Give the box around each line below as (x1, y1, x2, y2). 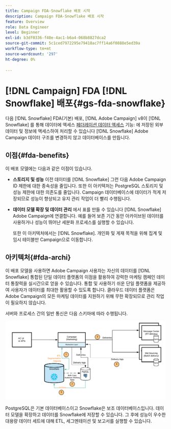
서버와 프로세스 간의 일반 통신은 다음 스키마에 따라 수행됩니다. (5, 310, 128, 316)
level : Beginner (5, 30, 40, 35)
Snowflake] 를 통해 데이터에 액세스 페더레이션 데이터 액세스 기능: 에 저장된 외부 (5, 122, 163, 128)
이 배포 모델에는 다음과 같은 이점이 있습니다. (5, 165, 93, 171)
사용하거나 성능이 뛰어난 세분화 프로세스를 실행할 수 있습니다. (12, 219, 134, 225)
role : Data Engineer (5, 25, 50, 30)
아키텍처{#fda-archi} (5, 253, 71, 262)
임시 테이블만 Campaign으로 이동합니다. (12, 237, 93, 243)
